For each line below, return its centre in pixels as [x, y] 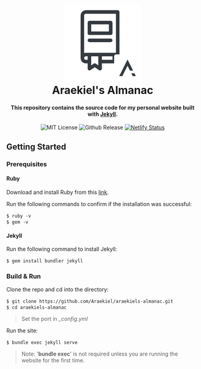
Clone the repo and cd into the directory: [57, 290]
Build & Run [24, 276]
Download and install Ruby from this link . [57, 192]
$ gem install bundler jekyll [45, 261]
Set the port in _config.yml [54, 319]
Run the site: [22, 331]
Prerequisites [27, 164]
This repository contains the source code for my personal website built [103, 107]
